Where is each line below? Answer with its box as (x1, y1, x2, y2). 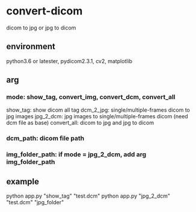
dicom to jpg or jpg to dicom (6, 24, 76, 31)
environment (6, 41, 55, 52)
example (6, 176, 40, 187)
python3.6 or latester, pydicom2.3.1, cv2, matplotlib (6, 57, 132, 64)
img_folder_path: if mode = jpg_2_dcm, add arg (6, 150, 147, 159)
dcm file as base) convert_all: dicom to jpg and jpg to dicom (6, 119, 155, 127)
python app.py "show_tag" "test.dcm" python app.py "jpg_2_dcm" (6, 192, 170, 199)
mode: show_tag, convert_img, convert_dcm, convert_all (6, 93, 176, 101)
